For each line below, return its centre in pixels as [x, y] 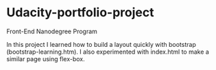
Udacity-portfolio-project [80, 13]
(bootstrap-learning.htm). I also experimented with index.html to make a [108, 52]
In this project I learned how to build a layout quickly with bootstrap [101, 44]
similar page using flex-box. [46, 58]
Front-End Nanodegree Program [52, 31]
